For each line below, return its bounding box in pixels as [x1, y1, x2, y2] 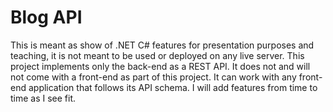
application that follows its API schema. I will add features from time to [28, 81, 318, 93]
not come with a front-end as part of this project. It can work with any [10, 71, 297, 83]
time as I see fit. [10, 92, 77, 104]
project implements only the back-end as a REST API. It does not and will [10, 60, 311, 72]
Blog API [10, 6, 83, 29]
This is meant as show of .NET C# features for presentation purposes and [10, 39, 315, 51]
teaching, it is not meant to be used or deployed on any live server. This [10, 49, 305, 61]
